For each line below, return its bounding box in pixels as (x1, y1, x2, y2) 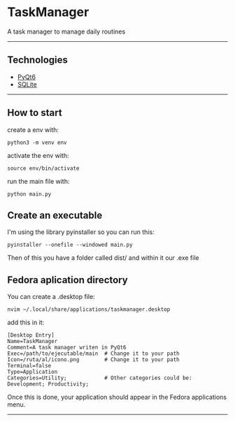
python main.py (7, 190, 52, 198)
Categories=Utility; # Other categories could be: (7, 374, 192, 381)
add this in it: (7, 319, 45, 327)
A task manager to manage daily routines (7, 27, 126, 36)
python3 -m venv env (7, 139, 68, 146)
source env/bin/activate (7, 165, 80, 172)
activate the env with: (7, 151, 69, 159)
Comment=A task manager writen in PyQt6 (7, 344, 127, 351)
